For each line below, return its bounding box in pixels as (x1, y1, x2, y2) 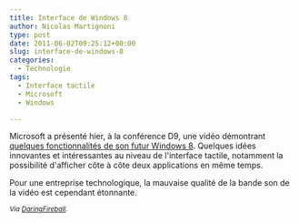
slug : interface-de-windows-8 (9, 47, 125, 56)
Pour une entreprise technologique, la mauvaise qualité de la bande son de (9, 177, 291, 188)
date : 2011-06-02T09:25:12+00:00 (9, 38, 136, 48)
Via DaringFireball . (9, 205, 68, 214)
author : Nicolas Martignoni (9, 22, 116, 31)
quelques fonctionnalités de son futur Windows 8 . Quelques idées (9, 140, 256, 151)
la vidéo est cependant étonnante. (9, 188, 138, 198)
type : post (9, 30, 51, 39)
